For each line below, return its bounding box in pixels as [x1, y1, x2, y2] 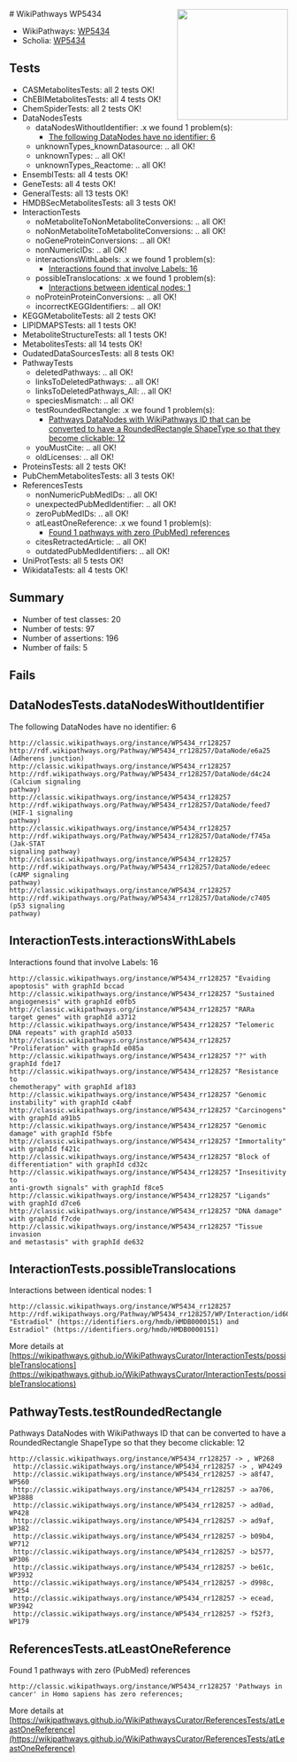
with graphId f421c [9, 1144, 81, 1153]
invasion [9, 1229, 42, 1239]
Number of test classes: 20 [21, 613, 121, 624]
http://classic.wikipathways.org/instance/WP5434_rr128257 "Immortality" [9, 1136, 287, 1146]
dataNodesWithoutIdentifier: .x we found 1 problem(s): [34, 121, 232, 132]
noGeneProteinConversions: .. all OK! [34, 235, 171, 246]
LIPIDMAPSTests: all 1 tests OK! [21, 319, 137, 331]
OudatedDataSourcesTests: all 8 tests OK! [21, 347, 175, 358]
